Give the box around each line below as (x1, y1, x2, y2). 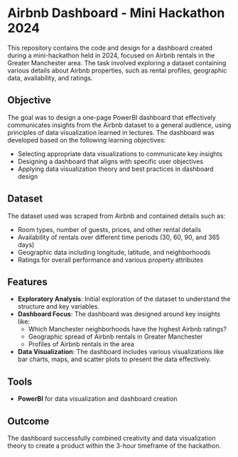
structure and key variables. (17, 302, 99, 311)
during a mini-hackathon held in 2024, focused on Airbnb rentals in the (7, 51, 215, 60)
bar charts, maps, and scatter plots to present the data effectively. (17, 355, 212, 363)
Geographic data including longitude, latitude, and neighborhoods (17, 248, 211, 256)
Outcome (7, 415, 50, 427)
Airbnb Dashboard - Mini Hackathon (7, 5, 225, 21)
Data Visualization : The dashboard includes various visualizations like (17, 348, 224, 356)
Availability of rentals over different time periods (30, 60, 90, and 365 (17, 233, 220, 241)
